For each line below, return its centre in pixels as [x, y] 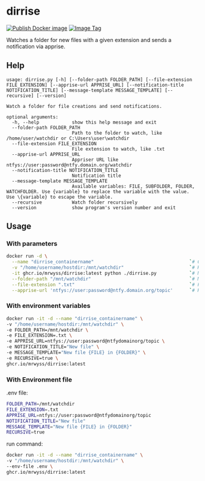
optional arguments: [33, 117]
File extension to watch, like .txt [118, 149]
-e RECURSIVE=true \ [33, 358]
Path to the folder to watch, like [117, 133]
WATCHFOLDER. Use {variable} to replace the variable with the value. [98, 191]
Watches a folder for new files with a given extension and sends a [89, 40]
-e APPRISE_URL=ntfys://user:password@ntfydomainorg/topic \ [86, 341]
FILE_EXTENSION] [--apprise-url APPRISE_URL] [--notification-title [95, 85]
